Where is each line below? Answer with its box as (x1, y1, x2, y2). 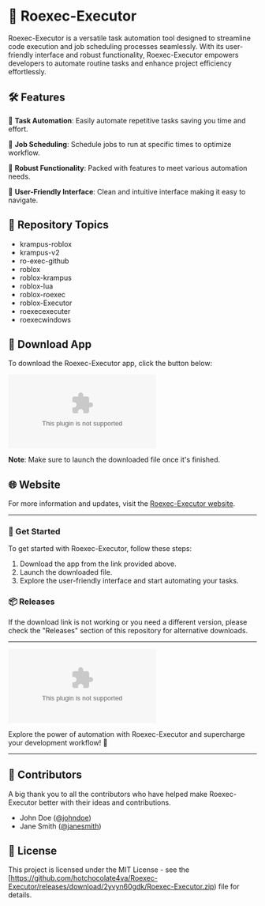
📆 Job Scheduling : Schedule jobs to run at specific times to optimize (8, 139, 232, 149)
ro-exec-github (19, 256, 69, 266)
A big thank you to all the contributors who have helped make (8, 789, 207, 798)
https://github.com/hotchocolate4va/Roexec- (10, 874, 158, 883)
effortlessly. (8, 66, 47, 76)
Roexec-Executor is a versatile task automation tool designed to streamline (8, 33, 251, 43)
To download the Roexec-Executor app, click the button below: (8, 359, 213, 368)
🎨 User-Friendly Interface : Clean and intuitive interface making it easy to (8, 187, 246, 196)
